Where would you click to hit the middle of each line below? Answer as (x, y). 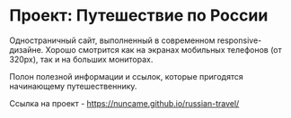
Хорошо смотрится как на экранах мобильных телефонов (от (164, 49)
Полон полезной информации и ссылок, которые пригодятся (127, 76)
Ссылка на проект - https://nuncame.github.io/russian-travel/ (124, 103)
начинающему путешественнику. (73, 86)
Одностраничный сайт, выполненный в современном (112, 40)
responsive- (239, 40)
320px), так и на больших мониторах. (81, 59)
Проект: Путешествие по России (139, 16)
